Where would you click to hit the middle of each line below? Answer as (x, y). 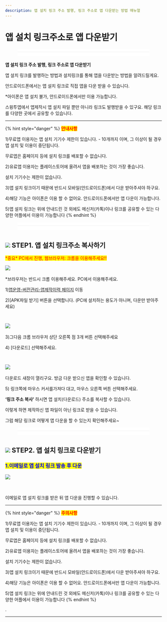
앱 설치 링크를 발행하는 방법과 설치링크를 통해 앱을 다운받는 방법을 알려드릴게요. (82, 75)
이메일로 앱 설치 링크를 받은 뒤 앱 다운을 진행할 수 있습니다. (62, 497)
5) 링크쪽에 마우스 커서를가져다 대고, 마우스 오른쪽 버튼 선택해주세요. (72, 389)
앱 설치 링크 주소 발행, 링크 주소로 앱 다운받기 (48, 65)
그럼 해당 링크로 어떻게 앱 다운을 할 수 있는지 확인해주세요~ (62, 421)
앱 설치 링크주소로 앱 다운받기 (61, 37)
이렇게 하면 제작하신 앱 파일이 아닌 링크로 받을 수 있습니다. (61, 410)
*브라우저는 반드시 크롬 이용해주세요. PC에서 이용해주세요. (62, 279)
